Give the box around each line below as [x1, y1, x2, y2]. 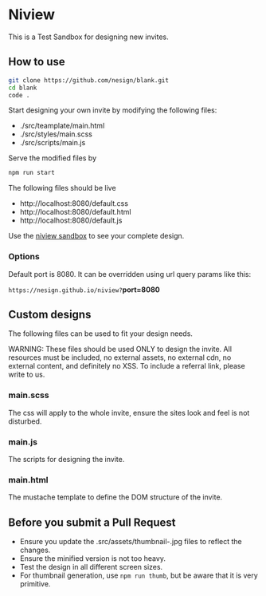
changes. [19, 545, 51, 555]
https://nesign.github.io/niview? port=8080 [8, 285, 161, 294]
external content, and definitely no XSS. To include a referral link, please [8, 361, 245, 371]
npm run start [8, 169, 56, 177]
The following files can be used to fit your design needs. [8, 329, 194, 338]
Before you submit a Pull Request [8, 515, 177, 529]
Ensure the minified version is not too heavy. [19, 554, 166, 563]
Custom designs [8, 307, 92, 321]
